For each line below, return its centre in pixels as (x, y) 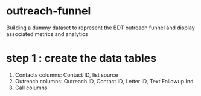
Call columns (31, 88)
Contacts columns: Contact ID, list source (67, 75)
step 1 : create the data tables (81, 58)
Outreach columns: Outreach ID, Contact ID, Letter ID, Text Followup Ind (104, 81)
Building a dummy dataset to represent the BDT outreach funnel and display (101, 28)
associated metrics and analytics (47, 34)
